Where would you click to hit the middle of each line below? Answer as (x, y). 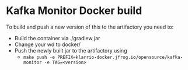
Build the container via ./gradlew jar (57, 38)
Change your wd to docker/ (47, 44)
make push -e (39, 57)
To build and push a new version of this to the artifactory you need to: (90, 27)
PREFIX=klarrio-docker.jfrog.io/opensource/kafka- (120, 57)
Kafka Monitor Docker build (74, 11)
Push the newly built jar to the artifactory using (71, 50)
